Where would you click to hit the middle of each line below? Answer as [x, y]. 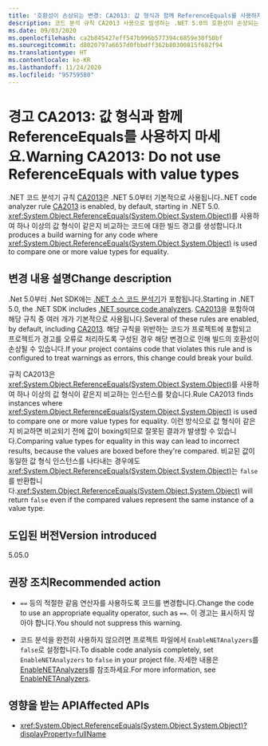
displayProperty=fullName [63, 733]
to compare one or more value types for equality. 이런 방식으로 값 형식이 [125, 421]
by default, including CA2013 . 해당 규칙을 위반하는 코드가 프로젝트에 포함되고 [130, 329]
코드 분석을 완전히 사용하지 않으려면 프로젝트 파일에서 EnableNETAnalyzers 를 [139, 640]
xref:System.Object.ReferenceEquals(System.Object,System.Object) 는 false [133, 471]
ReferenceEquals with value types [124, 174]
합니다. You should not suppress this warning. [108, 623]
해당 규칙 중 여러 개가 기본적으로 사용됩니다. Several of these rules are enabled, [134, 319]
